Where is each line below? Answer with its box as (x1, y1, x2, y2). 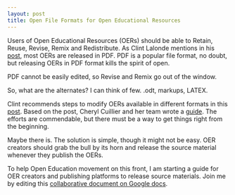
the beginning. (7, 122, 49, 130)
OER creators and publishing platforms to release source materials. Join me (7, 172, 227, 180)
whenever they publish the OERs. (7, 151, 103, 159)
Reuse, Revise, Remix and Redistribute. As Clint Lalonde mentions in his (7, 44, 215, 52)
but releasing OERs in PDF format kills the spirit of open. (7, 58, 170, 67)
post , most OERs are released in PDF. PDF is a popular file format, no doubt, (7, 51, 227, 60)
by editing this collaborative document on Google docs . (7, 179, 168, 187)
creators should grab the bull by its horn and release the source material (7, 143, 217, 151)
